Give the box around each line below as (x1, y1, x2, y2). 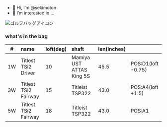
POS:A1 (130, 107, 149, 114)
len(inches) (98, 46, 126, 53)
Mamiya (71, 54, 90, 61)
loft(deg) (45, 46, 67, 53)
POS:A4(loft (130, 84, 159, 91)
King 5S (71, 72, 90, 79)
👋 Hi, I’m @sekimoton (12, 5, 56, 10)
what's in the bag (5, 33, 48, 40)
